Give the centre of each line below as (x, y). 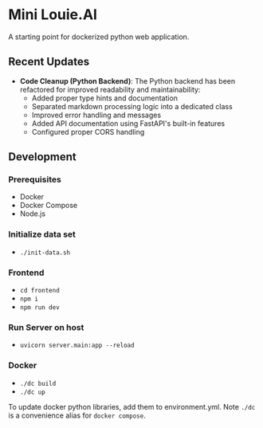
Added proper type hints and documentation (104, 98)
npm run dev (39, 308)
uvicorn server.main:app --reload (77, 346)
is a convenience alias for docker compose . (77, 415)
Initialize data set (42, 234)
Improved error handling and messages (96, 115)
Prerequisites (35, 179)
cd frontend (39, 291)
